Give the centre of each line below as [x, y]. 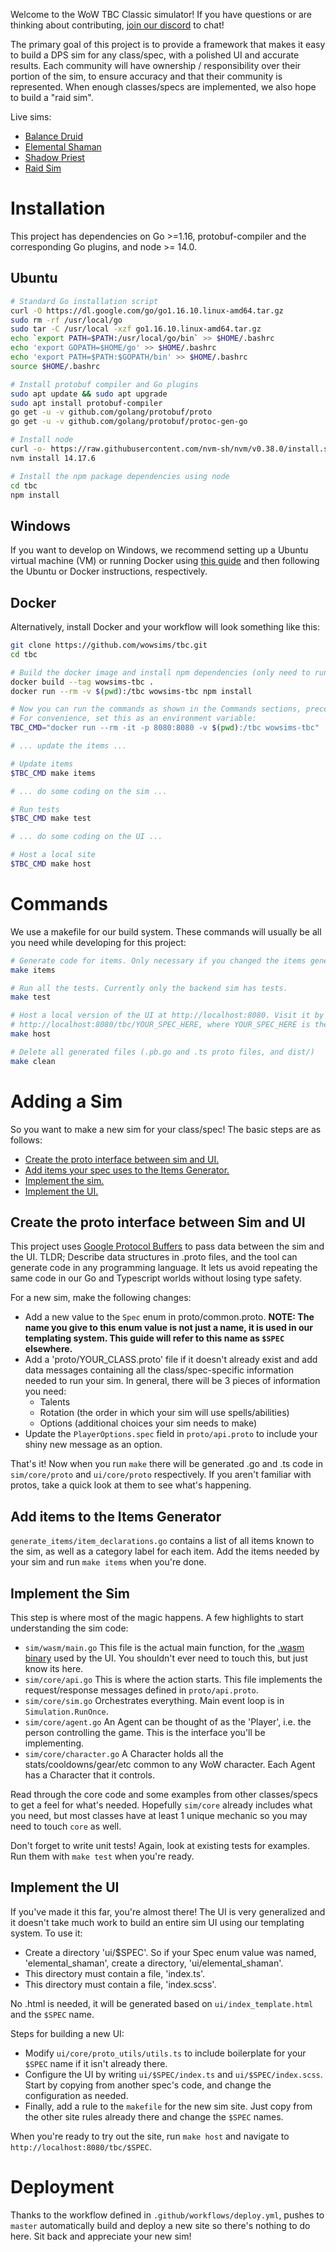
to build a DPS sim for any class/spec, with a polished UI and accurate [155, 55]
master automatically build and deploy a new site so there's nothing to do [160, 2225]
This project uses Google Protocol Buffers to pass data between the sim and [167, 1246]
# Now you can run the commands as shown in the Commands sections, [156, 709]
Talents [55, 1402]
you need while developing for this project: [98, 942]
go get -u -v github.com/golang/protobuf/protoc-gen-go [129, 422]
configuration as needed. [76, 2095]
